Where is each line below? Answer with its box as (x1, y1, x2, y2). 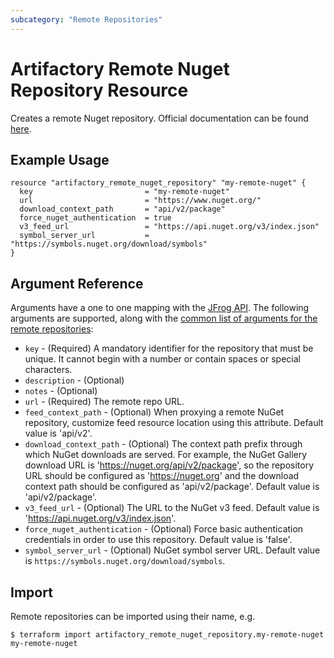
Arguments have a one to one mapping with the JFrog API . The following (10, 302, 310, 314)
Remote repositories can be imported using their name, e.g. (10, 611, 256, 622)
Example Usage (10, 151, 110, 168)
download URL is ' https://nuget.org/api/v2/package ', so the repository (24, 459, 315, 471)
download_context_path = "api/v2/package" (19, 204, 226, 215)
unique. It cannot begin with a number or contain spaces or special (24, 353, 301, 365)
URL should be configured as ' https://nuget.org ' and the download (24, 470, 300, 482)
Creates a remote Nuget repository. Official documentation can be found (10, 112, 309, 124)
